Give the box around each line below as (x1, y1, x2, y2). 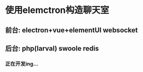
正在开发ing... (5, 60, 39, 67)
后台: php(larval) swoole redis (5, 44, 99, 53)
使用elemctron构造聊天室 (5, 4, 109, 16)
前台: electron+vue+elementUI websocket (5, 26, 138, 34)
